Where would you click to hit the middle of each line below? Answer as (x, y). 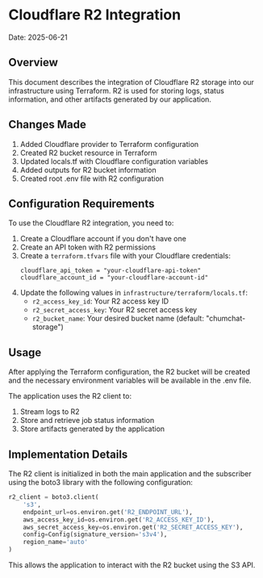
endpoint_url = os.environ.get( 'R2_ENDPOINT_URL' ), (108, 512)
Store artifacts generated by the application (92, 429)
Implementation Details (68, 454)
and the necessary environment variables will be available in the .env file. (130, 380)
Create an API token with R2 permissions (88, 247)
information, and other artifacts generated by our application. (110, 99)
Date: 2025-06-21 (38, 37)
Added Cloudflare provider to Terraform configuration (109, 144)
